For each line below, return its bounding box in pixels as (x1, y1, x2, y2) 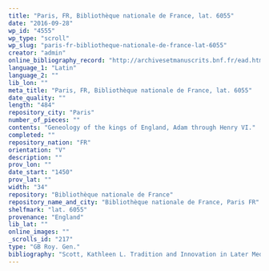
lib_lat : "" (8, 220, 48, 229)
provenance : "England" (8, 213, 84, 221)
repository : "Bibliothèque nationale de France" (8, 190, 174, 199)
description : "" (8, 153, 62, 161)
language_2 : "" (8, 71, 59, 79)
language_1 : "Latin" (8, 64, 78, 72)
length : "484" (8, 101, 56, 109)
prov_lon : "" (8, 161, 52, 169)
